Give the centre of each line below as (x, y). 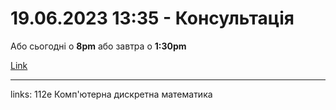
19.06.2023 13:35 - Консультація (152, 18)
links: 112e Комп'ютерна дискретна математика (111, 94)
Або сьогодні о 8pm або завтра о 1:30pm (98, 46)
